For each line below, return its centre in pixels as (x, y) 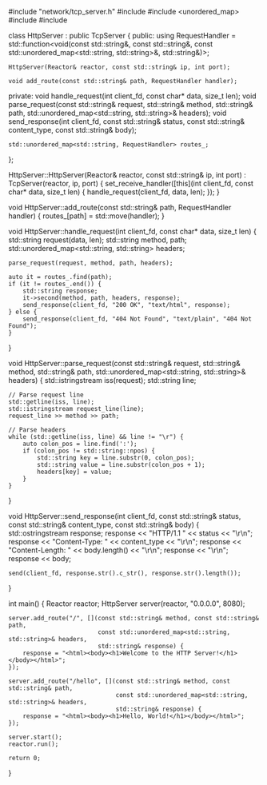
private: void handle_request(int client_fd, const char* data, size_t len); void (133, 96)
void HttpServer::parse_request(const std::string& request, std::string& (125, 363)
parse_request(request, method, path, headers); (91, 263)
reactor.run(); (34, 744)
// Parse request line (46, 395)
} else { (23, 312)
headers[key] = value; (75, 472)
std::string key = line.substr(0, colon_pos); (116, 458)
